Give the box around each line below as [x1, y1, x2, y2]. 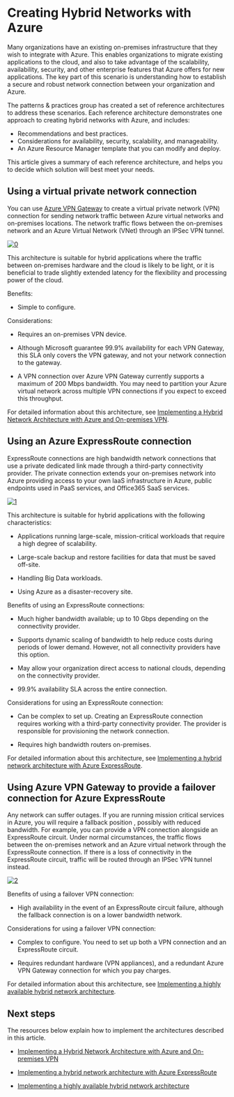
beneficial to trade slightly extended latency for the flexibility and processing [7, 268, 227, 277]
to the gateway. [17, 358, 62, 366]
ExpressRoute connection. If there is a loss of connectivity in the [7, 848, 192, 856]
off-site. [17, 560, 40, 568]
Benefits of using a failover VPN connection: [7, 890, 134, 898]
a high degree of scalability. [17, 539, 97, 547]
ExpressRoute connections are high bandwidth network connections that [7, 454, 217, 462]
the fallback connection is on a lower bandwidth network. [17, 911, 182, 919]
